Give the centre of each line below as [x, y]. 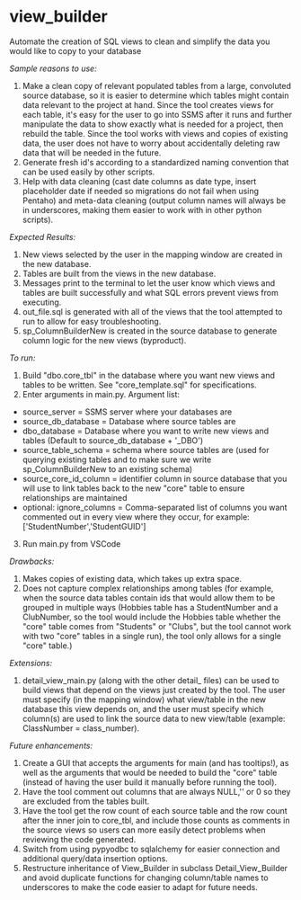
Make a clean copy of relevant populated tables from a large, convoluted [157, 85]
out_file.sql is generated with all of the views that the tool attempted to [152, 311]
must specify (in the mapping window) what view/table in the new [144, 700]
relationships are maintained [75, 497]
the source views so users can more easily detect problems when [144, 830]
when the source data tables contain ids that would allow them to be [149, 597]
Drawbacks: [32, 561]
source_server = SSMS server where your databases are [127, 412]
